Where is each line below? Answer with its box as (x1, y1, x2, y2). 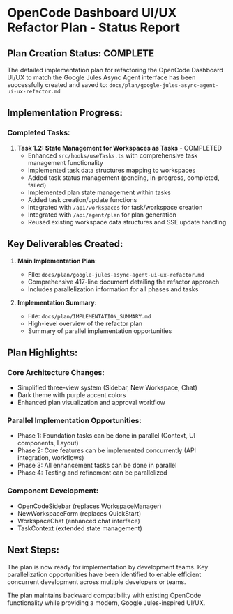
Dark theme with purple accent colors (17, 391, 126, 399)
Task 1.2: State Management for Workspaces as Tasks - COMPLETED (17, 144, 222, 152)
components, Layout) (17, 439, 79, 447)
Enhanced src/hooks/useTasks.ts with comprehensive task (27, 151, 198, 160)
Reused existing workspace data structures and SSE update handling (27, 217, 227, 226)
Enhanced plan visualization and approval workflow (17, 399, 166, 407)
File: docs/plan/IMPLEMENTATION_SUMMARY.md (27, 312, 151, 320)
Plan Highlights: (7, 346, 78, 358)
